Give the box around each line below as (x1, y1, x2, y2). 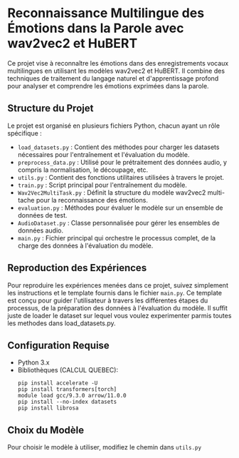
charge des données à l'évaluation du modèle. (17, 241, 154, 250)
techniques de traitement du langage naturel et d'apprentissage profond (7, 73, 219, 83)
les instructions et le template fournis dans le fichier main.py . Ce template (7, 288, 223, 297)
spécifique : (7, 128, 43, 137)
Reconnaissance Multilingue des (7, 5, 205, 21)
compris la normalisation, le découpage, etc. (17, 166, 149, 174)
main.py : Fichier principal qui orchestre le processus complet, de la (17, 233, 216, 242)
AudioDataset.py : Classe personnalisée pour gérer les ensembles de (17, 218, 221, 227)
